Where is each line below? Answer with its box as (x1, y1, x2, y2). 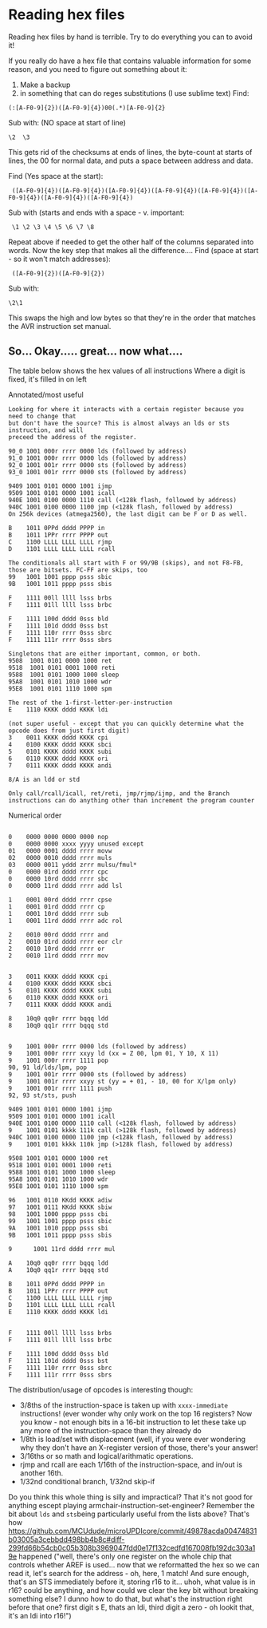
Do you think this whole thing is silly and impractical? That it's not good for (8, 1491, 253, 1502)
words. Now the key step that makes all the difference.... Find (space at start (8, 245, 259, 255)
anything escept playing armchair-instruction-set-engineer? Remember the (8, 1500, 255, 1510)
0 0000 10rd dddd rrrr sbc (8, 874, 109, 883)
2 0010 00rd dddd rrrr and (8, 930, 109, 939)
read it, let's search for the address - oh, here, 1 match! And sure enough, (8, 1568, 249, 1578)
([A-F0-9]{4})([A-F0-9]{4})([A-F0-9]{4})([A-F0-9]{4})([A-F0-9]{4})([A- (11, 186, 259, 195)
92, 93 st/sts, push (8, 1091, 77, 1099)
